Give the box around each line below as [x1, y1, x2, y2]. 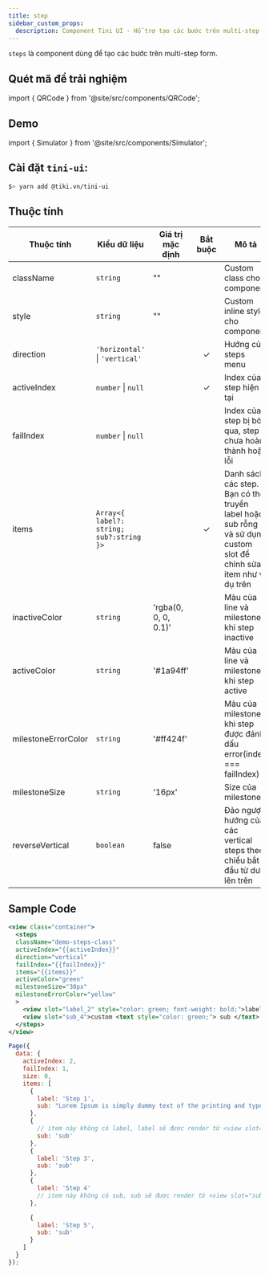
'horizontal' [95, 345, 146, 353]
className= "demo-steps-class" [15, 938, 116, 946]
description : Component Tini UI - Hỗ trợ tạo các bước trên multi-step [15, 27, 260, 35]
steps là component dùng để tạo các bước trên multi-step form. [8, 49, 218, 59]
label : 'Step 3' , [37, 1154, 94, 1162]
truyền [223, 498, 249, 509]
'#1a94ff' [153, 664, 190, 676]
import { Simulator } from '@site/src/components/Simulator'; [8, 138, 207, 147]
